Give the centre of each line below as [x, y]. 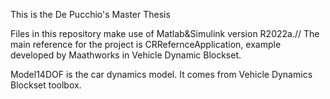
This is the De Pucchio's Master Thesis [90, 14]
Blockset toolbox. [46, 85]
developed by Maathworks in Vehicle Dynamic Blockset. [126, 55]
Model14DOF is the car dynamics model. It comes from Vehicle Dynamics [161, 74]
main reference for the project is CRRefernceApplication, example [146, 44]
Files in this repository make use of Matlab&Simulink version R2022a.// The [165, 33]
